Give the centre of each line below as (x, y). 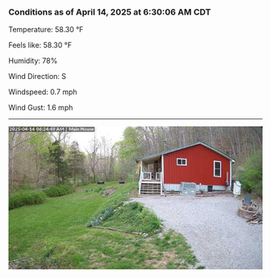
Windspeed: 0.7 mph (43, 92)
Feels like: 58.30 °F (40, 45)
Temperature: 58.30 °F (46, 30)
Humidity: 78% (33, 61)
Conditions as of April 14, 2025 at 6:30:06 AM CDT (110, 12)
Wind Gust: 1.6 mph (41, 108)
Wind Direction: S (38, 77)
